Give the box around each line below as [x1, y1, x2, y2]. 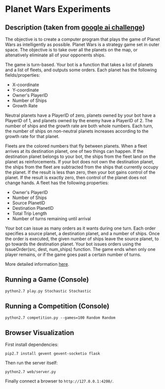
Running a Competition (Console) [5, 302, 110, 310]
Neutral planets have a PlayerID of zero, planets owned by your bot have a [5, 112, 156, 118]
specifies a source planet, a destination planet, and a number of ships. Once [5, 231, 160, 236]
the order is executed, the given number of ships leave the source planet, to [5, 236, 159, 242]
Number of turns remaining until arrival [12, 216, 91, 221]
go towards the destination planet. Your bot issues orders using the [5, 241, 141, 247]
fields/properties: [5, 72, 40, 78]
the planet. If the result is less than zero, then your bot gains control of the [5, 169, 156, 175]
